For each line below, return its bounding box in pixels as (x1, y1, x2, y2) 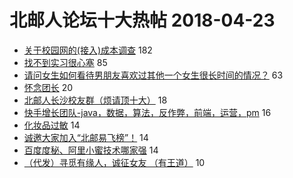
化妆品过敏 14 (23, 119, 81, 131)
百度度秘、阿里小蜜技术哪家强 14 (23, 144, 159, 156)
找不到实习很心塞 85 (23, 56, 108, 68)
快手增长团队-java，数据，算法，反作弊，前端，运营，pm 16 (23, 106, 272, 118)
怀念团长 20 (23, 81, 74, 93)
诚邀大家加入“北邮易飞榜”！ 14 (23, 131, 149, 143)
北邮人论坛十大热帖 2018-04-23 (9, 9, 276, 32)
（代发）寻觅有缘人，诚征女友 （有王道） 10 (23, 156, 206, 168)
